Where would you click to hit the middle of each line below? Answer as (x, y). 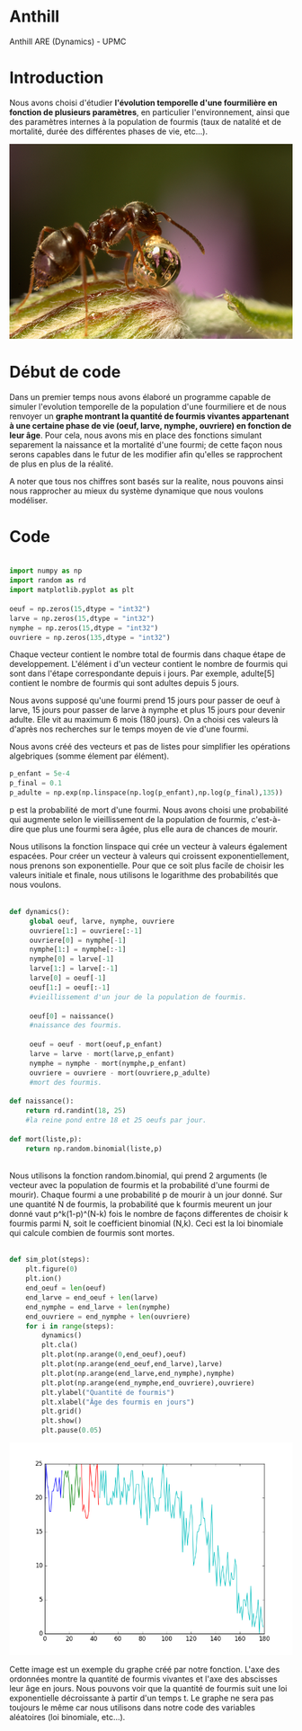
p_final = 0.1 (36, 784)
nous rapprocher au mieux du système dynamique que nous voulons (136, 491)
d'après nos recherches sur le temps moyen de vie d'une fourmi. (129, 729)
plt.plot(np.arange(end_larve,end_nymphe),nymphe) (138, 1373)
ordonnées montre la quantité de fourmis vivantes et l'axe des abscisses (143, 1679)
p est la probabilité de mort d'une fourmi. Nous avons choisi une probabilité (149, 810)
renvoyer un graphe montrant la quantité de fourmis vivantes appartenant (149, 416)
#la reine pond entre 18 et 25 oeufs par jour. (116, 1121)
